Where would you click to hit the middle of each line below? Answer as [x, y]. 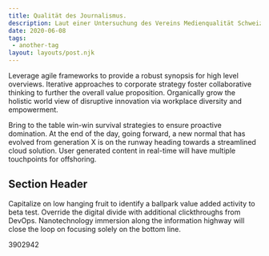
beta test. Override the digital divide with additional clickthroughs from [124, 212]
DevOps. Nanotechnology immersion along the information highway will [126, 220]
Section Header [48, 184]
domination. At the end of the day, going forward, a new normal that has [127, 134]
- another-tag [35, 46]
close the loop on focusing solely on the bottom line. [95, 229]
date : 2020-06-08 [37, 30]
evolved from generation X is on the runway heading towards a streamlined [132, 142]
